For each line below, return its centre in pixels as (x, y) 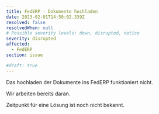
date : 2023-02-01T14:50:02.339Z (45, 17)
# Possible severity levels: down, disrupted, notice (73, 33)
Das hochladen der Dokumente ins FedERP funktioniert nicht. (79, 82)
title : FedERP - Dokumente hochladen (52, 11)
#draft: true (22, 65)
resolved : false (26, 22)
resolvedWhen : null (30, 28)
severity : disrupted (31, 39)
